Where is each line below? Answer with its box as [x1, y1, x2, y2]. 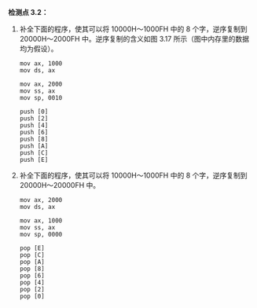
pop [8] [19, 265, 45, 273]
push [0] [19, 108, 49, 115]
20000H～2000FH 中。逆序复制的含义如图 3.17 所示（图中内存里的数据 [19, 35, 250, 43]
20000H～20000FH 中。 [19, 181, 101, 189]
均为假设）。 [19, 44, 58, 53]
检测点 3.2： [8, 8, 49, 16]
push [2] [19, 115, 49, 123]
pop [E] [19, 244, 45, 252]
